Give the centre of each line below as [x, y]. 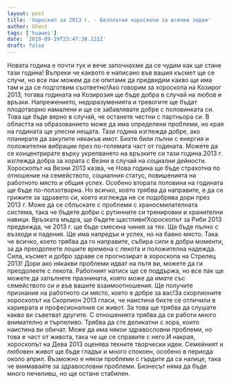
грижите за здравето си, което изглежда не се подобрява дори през [109, 197]
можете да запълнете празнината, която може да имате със [97, 278]
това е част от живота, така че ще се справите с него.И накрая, [101, 337]
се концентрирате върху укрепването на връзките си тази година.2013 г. [115, 153]
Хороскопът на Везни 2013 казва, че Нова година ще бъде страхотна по [114, 168]
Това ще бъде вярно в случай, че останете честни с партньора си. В [108, 117]
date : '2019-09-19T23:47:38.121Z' [57, 39]
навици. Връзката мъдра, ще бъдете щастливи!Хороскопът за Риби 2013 [114, 219]
